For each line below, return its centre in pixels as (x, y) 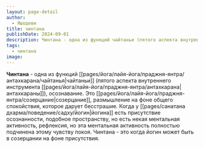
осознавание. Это (72, 93)
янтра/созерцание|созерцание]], (49, 100)
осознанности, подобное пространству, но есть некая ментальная (93, 119)
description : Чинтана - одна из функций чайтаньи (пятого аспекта (92, 40)
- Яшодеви (24, 23)
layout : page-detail (32, 12)
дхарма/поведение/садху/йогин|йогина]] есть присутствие (83, 112)
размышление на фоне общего (133, 100)
